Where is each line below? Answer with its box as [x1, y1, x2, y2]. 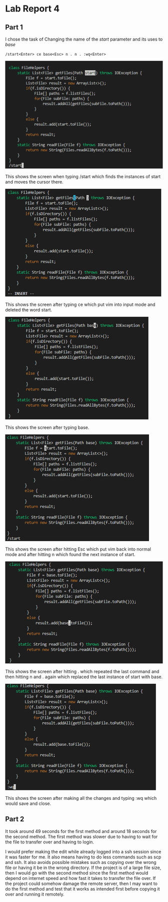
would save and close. [5, 800, 51, 806]
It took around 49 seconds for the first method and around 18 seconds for [5, 828, 157, 834]
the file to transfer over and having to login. [5, 839, 94, 845]
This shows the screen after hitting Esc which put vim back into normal [5, 546, 151, 552]
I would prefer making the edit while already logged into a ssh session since [5, 848, 161, 854]
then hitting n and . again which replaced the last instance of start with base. [5, 674, 163, 680]
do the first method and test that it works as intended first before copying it [5, 885, 160, 891]
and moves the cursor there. [5, 179, 63, 185]
